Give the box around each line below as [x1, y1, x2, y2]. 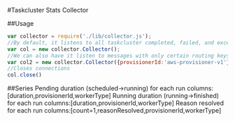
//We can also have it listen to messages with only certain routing [7, 52, 215, 59]
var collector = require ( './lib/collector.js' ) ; [7, 33, 152, 40]
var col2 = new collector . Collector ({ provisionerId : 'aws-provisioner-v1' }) [7, 58, 233, 65]
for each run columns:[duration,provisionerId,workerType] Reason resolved [7, 99, 225, 107]
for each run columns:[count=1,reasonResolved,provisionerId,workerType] [7, 106, 222, 115]
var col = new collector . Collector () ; [7, 45, 120, 53]
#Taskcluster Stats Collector [7, 6, 89, 14]
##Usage [7, 19, 34, 27]
